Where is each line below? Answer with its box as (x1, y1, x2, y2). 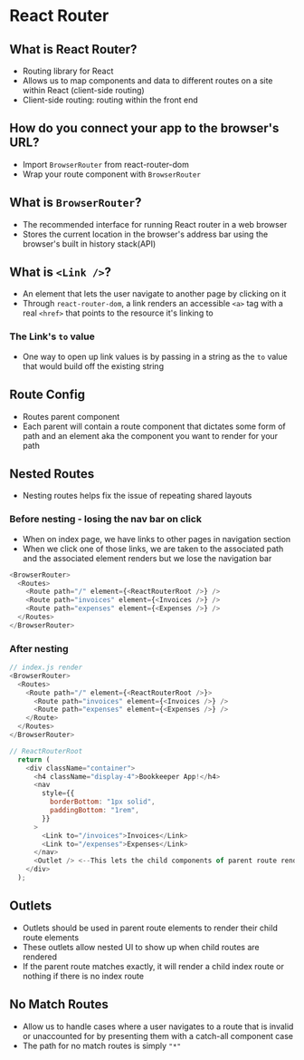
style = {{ (42, 789, 75, 798)
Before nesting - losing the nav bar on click (9, 513, 202, 526)
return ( (17, 754, 51, 764)
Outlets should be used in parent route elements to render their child (22, 922, 278, 933)
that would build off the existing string (22, 360, 165, 372)
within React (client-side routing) (22, 85, 145, 95)
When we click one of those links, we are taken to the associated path (22, 543, 284, 554)
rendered (22, 951, 57, 962)
